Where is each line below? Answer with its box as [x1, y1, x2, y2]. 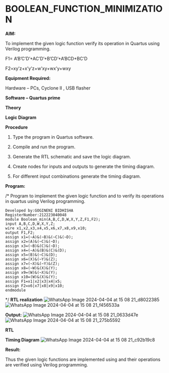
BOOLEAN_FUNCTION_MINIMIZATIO [5, 3, 163, 15]
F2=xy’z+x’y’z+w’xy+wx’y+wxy [5, 65, 71, 71]
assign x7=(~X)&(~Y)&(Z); [5, 261, 60, 266]
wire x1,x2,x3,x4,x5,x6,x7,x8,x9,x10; [5, 226, 87, 231]
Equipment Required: [5, 75, 51, 81]
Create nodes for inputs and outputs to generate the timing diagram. [12, 163, 155, 170]
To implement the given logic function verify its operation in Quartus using [5, 40, 160, 46]
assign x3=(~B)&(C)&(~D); [5, 243, 60, 248]
